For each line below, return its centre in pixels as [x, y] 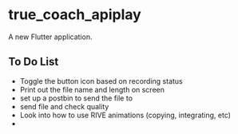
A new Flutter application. [50, 37]
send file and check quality [64, 106]
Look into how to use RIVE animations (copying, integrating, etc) [125, 115]
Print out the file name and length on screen [92, 89]
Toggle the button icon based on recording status [101, 81]
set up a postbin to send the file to [76, 98]
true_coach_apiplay [75, 15]
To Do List [34, 62]
